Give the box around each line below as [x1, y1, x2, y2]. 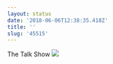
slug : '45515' [7, 30, 49, 37]
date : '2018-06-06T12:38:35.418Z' [7, 17, 109, 24]
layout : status [7, 10, 52, 18]
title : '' [7, 23, 36, 30]
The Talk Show [7, 50, 51, 58]
